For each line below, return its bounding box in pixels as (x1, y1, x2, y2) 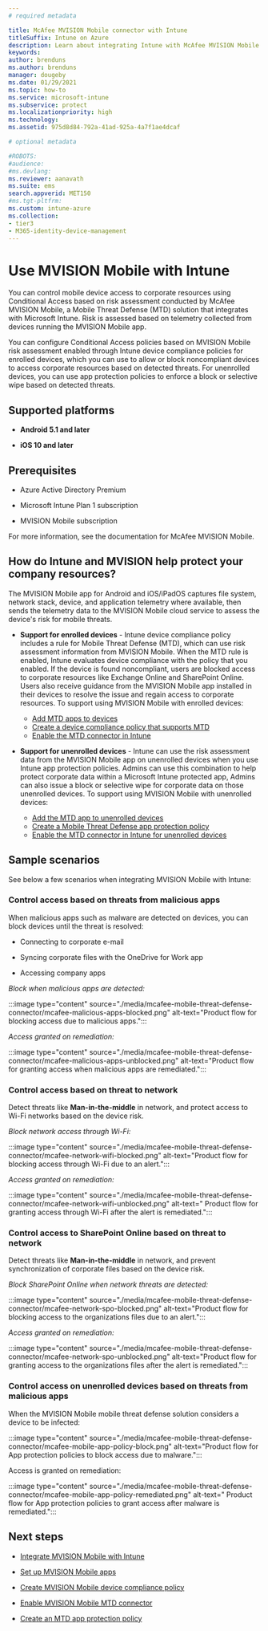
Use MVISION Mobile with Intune (8, 262, 230, 279)
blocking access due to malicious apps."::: (8, 1016, 147, 1026)
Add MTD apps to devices (31, 714, 118, 723)
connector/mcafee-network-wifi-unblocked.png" (8, 1199, 170, 1209)
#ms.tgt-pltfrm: (8, 197, 62, 205)
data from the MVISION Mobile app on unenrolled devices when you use (19, 754, 258, 764)
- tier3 (8, 219, 34, 227)
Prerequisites (8, 463, 77, 478)
